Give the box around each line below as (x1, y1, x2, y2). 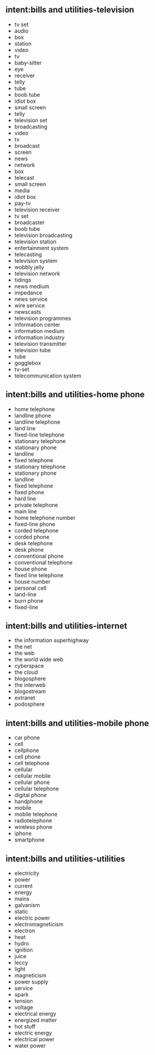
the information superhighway (14, 637, 90, 644)
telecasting (14, 251, 43, 258)
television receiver (14, 206, 61, 213)
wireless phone (14, 824, 52, 831)
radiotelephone (14, 817, 52, 824)
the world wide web (14, 656, 64, 663)
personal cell (14, 584, 46, 592)
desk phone (14, 546, 44, 553)
